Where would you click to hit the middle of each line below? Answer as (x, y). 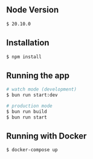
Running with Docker (46, 136)
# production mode (29, 106)
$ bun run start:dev (32, 95)
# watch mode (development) (42, 89)
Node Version (33, 10)
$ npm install (24, 57)
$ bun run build (27, 111)
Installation (28, 43)
